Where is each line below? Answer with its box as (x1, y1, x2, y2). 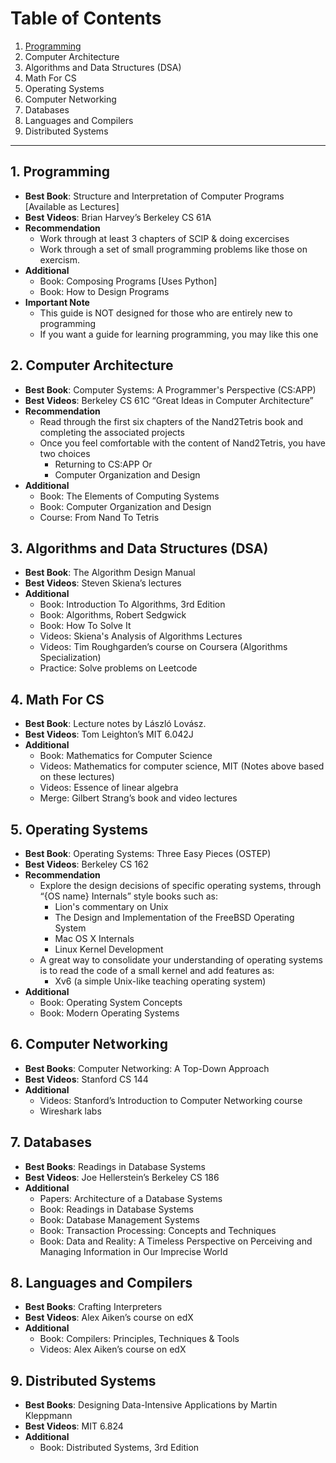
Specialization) (39, 652, 102, 664)
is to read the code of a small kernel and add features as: (39, 965, 275, 976)
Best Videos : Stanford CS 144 (24, 1073, 149, 1085)
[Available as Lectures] (24, 200, 120, 212)
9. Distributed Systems (10, 1372, 157, 1389)
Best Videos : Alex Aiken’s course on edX (24, 1312, 194, 1324)
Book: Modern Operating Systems (39, 1007, 180, 1019)
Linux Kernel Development (54, 943, 164, 955)
